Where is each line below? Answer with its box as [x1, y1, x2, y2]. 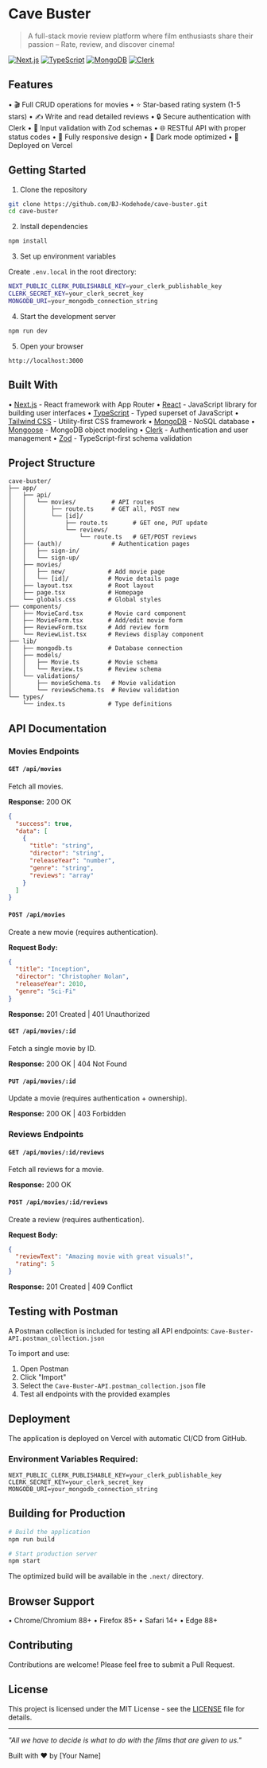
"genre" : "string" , [29, 864, 94, 872]
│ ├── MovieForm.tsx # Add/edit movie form [8, 617, 183, 625]
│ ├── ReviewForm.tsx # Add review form [8, 624, 169, 632]
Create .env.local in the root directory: [8, 267, 137, 277]
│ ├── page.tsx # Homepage [8, 589, 145, 597]
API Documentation [8, 722, 107, 735]
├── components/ [8, 602, 62, 611]
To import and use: [8, 1348, 70, 1357]
